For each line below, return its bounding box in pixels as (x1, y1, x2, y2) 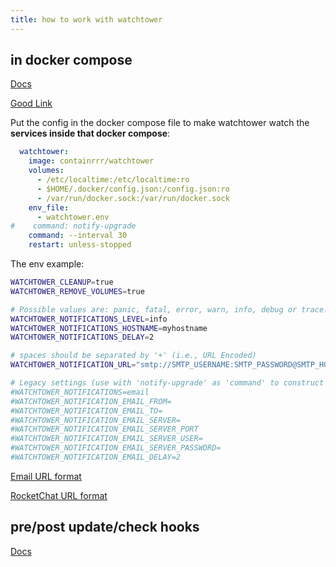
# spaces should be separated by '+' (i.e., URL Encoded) (10, 351, 257, 361)
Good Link (10, 97, 53, 110)
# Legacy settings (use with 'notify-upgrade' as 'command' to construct (10, 378, 325, 388)
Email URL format (10, 470, 82, 482)
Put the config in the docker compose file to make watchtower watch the (10, 117, 310, 129)
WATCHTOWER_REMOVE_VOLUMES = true (10, 286, 145, 296)
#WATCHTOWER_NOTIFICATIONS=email (10, 387, 150, 397)
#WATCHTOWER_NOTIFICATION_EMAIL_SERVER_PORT (10, 424, 199, 435)
